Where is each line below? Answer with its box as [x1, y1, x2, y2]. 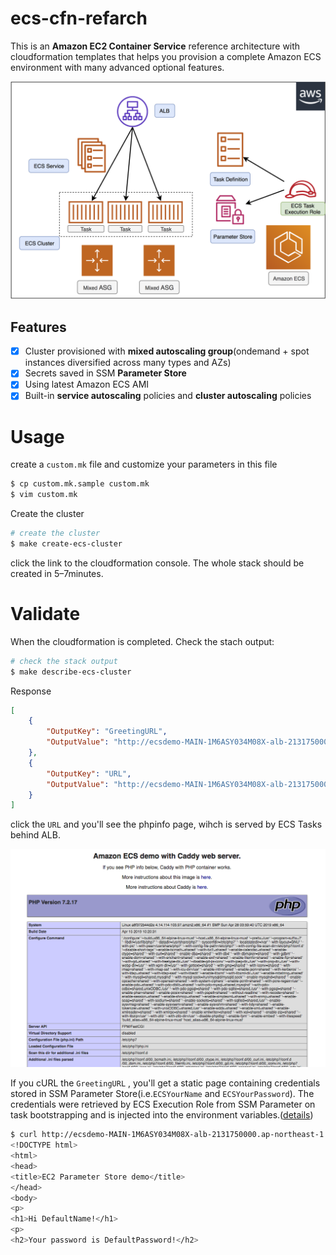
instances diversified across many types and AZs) [24, 357, 232, 369]
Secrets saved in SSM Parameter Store [24, 367, 187, 379]
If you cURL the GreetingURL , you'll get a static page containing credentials [10, 1077, 321, 1089]
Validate [10, 603, 81, 626]
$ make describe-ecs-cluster [10, 667, 132, 677]
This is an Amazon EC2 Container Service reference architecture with [10, 40, 301, 52]
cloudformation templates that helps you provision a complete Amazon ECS [10, 50, 322, 62]
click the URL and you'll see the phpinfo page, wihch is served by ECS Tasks [10, 818, 323, 831]
